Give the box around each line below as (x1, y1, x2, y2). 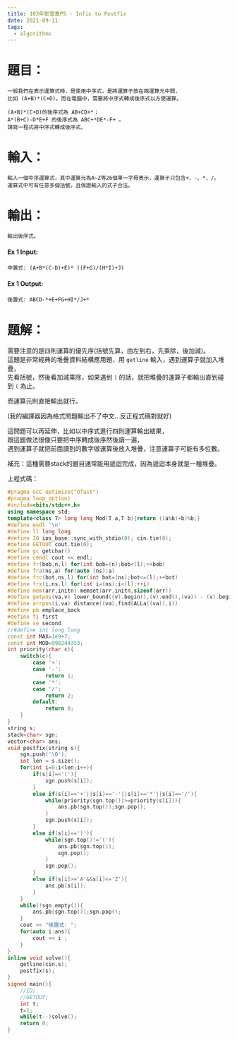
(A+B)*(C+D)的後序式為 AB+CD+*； (7, 109, 99, 116)
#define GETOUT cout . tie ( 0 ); (7, 541, 93, 548)
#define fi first (7, 613, 59, 621)
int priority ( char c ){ (7, 646, 74, 653)
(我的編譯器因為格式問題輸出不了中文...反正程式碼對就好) (7, 412, 172, 421)
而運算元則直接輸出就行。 (7, 397, 82, 406)
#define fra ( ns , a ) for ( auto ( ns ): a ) (7, 567, 115, 574)
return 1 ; (44, 672, 74, 679)
